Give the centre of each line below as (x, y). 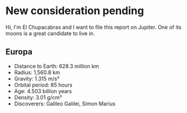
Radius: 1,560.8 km (37, 72)
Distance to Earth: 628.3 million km (57, 66)
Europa (19, 52)
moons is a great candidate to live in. (50, 33)
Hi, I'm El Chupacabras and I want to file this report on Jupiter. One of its (93, 27)
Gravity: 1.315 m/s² (37, 78)
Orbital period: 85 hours (43, 85)
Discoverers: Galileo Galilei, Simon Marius (65, 104)
